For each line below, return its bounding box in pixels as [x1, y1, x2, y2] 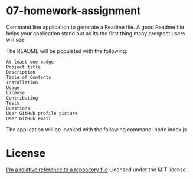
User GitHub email [6, 115, 51, 121]
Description [6, 69, 35, 75]
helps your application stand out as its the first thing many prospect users [6, 29, 185, 37]
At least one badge [6, 59, 54, 65]
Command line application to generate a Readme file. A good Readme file [6, 24, 185, 31]
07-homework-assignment [6, 4, 141, 18]
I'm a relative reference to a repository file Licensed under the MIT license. [6, 166, 188, 173]
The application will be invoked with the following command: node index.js [6, 125, 187, 133]
